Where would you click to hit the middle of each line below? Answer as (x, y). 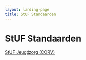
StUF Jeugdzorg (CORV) (30, 52)
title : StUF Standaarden (30, 14)
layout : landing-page (27, 10)
